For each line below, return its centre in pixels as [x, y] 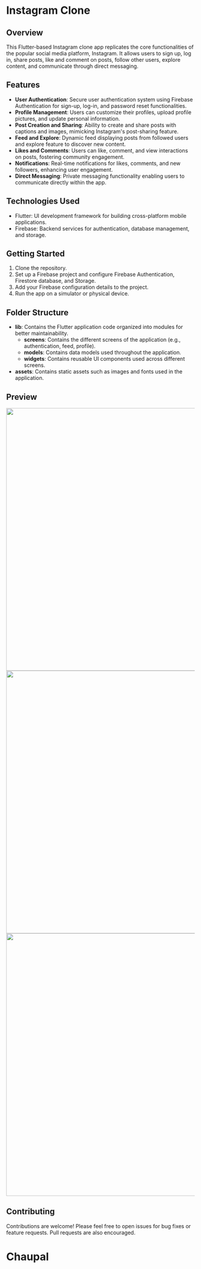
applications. [31, 222]
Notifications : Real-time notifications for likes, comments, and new [98, 163]
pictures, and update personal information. [68, 118]
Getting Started [36, 254]
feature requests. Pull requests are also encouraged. [71, 1232]
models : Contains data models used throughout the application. [102, 352]
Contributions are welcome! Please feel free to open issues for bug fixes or [99, 1226]
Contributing [31, 1212]
